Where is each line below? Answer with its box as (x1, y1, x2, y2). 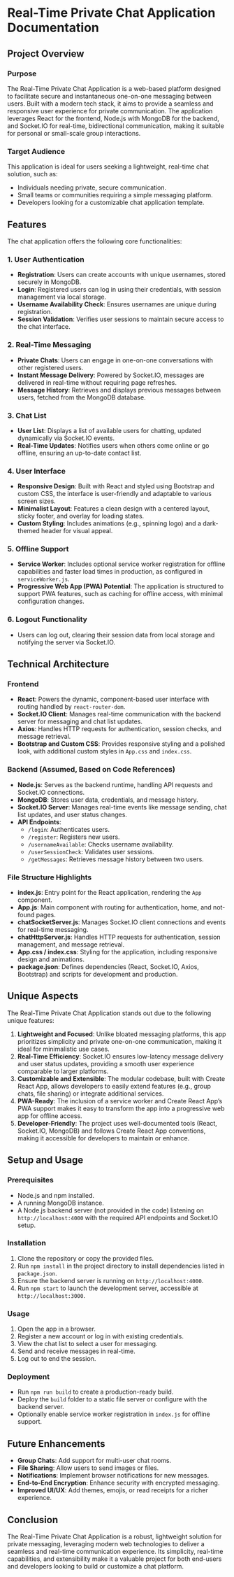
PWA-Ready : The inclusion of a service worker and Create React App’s (17, 1096, 223, 1105)
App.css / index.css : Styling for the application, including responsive (17, 948, 218, 956)
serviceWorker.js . (17, 575, 70, 584)
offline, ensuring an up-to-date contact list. (17, 448, 142, 457)
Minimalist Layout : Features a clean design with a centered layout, (17, 504, 210, 513)
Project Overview (7, 48, 85, 59)
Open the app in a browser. (17, 1324, 96, 1334)
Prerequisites (7, 1175, 54, 1185)
